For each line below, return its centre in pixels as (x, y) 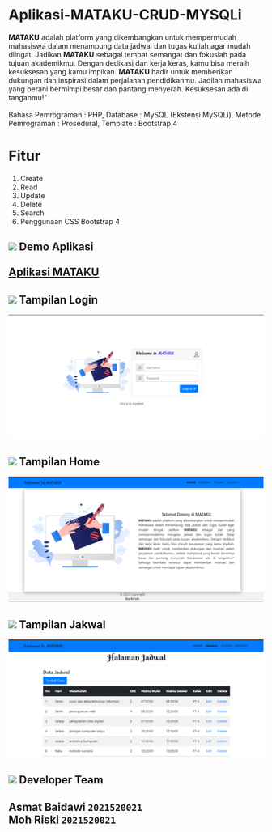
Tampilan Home (59, 462)
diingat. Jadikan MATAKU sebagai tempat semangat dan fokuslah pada (127, 54)
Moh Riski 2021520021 (62, 819)
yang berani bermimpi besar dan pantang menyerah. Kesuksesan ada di (128, 89)
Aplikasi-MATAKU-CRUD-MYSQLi (125, 15)
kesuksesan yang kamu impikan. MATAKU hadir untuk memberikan (121, 71)
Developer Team (61, 780)
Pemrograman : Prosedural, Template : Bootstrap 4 (93, 123)
